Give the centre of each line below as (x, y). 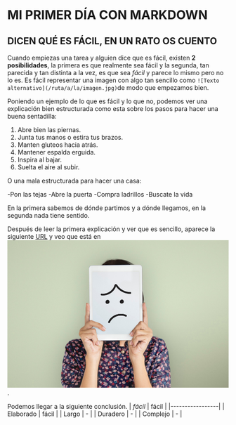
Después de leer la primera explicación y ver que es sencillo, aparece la (111, 229)
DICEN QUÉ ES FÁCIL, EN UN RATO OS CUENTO (112, 41)
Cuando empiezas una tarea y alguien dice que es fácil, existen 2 (101, 58)
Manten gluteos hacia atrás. (58, 145)
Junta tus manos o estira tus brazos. (70, 137)
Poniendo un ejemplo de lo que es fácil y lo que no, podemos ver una (107, 101)
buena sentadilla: (32, 116)
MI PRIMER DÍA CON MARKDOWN (107, 15)
